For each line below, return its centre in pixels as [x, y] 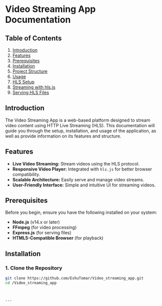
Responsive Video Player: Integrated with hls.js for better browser [82, 169]
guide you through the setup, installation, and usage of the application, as [81, 131]
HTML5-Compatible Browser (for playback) [58, 238]
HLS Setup [23, 82]
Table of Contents [34, 38]
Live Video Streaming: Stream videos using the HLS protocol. [76, 163]
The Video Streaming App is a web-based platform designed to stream [78, 120]
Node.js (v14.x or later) [36, 222]
